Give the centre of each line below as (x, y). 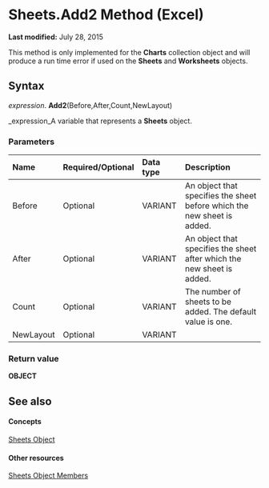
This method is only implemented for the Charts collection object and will (129, 52)
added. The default (221, 312)
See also (30, 401)
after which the (213, 259)
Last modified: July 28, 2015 (56, 37)
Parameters (31, 142)
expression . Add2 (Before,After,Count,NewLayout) (90, 105)
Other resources (36, 458)
